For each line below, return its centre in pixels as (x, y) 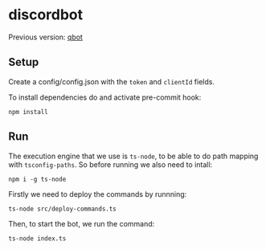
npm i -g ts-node (37, 179)
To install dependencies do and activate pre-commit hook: (105, 97)
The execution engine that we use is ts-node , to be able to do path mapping (133, 156)
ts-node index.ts (37, 239)
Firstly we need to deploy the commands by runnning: (98, 194)
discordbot (46, 15)
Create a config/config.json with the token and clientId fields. (112, 81)
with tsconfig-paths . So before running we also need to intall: (110, 164)
